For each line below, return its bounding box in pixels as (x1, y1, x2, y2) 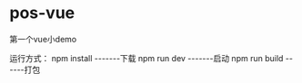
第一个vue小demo (9, 33, 77, 44)
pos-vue (9, 3, 75, 23)
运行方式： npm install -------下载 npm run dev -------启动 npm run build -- (9, 52, 294, 63)
